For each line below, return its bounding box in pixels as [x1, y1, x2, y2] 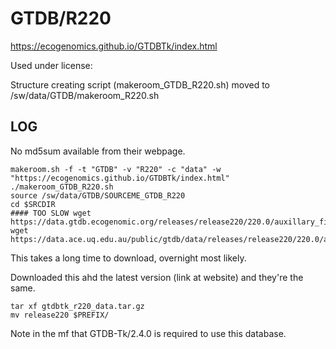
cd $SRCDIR [10, 199, 56, 209]
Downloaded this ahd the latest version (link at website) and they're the [10, 271, 304, 283]
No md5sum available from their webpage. [10, 145, 186, 157]
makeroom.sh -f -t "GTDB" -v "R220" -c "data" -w [10, 164, 222, 174]
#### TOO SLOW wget [10, 208, 92, 218]
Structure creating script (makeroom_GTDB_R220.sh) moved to [10, 78, 271, 91]
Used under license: [10, 59, 93, 71]
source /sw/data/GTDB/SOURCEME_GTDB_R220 [10, 190, 186, 201]
